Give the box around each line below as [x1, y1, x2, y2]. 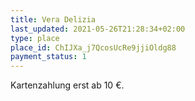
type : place [10, 33, 60, 43]
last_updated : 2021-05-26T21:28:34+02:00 [10, 24, 186, 34]
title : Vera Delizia [10, 14, 97, 25]
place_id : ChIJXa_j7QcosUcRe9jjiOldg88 [10, 42, 177, 53]
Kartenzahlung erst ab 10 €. [10, 79, 125, 91]
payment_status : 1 [10, 52, 87, 62]
